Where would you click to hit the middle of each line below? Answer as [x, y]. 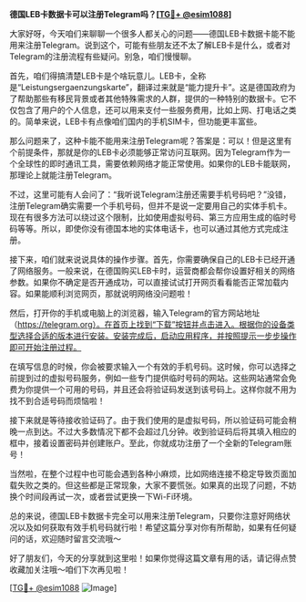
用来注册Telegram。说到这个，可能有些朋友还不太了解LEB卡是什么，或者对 [150, 45]
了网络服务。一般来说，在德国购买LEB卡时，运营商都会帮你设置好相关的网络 [153, 271]
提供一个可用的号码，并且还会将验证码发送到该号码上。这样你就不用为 [165, 389]
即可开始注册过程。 [46, 347]
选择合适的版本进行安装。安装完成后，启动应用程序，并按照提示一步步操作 [157, 336]
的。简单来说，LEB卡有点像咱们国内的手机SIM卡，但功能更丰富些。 [136, 121]
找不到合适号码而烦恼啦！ [57, 401]
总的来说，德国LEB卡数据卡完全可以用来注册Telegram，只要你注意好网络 [146, 516]
